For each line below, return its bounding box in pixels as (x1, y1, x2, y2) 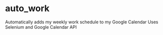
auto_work (5, 3, 50, 14)
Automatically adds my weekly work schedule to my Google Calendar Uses (5, 19, 159, 25)
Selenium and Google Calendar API (5, 24, 77, 30)
